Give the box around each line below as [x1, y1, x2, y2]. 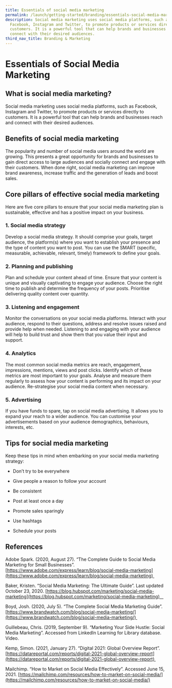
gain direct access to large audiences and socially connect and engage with [5, 159, 166, 165]
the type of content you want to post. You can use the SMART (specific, [5, 244, 157, 250]
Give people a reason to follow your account [12, 478, 106, 484]
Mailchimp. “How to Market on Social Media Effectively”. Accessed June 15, [5, 665, 165, 672]
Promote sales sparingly [12, 507, 64, 514]
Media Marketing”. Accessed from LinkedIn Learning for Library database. [5, 630, 162, 636]
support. [5, 337, 24, 343]
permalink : [5, 12, 29, 17]
